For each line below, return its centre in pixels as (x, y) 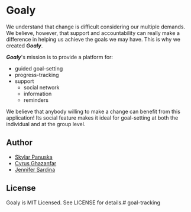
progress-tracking (37, 75)
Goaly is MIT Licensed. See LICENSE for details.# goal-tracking (83, 203)
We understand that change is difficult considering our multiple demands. (96, 27)
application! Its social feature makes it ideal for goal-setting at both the (92, 118)
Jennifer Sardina (35, 169)
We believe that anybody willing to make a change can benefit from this (93, 111)
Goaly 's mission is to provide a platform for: (60, 57)
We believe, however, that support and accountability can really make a (93, 33)
